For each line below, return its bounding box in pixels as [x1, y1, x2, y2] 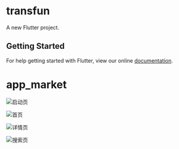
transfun [6, 4, 50, 18]
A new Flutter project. [6, 24, 60, 31]
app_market [6, 77, 67, 91]
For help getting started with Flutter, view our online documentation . [6, 57, 173, 64]
